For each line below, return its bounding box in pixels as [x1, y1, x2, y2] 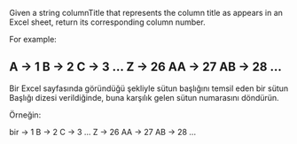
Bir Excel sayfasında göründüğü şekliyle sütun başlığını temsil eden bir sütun [9, 83, 289, 94]
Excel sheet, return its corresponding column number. [9, 17, 206, 27]
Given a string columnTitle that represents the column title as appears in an [9, 8, 284, 18]
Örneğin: [9, 110, 42, 120]
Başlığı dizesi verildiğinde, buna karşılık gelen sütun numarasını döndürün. [9, 92, 279, 102]
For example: [9, 34, 58, 44]
